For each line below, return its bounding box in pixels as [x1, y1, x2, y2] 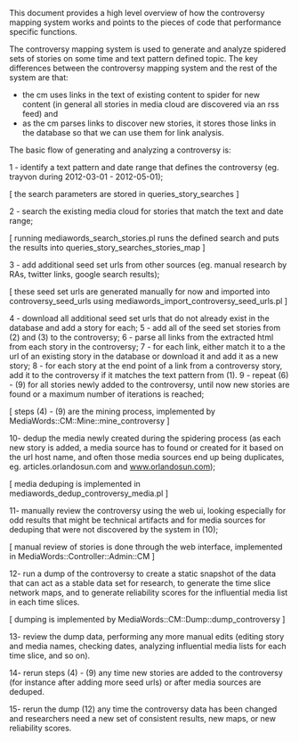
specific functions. [9, 27, 77, 37]
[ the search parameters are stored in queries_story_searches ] [9, 189, 239, 199]
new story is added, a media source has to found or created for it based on [9, 442, 284, 453]
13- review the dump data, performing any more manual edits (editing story [9, 631, 285, 641]
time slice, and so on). [9, 650, 91, 661]
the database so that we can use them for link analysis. [21, 128, 224, 137]
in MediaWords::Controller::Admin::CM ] [9, 551, 156, 561]
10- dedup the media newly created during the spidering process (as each [9, 433, 282, 443]
